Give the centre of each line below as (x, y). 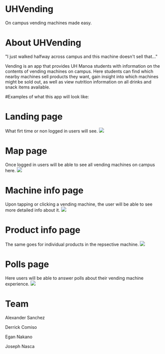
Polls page (27, 264)
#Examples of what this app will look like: (47, 96)
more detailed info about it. (33, 210)
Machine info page (44, 190)
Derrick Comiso (21, 327)
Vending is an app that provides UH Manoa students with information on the (82, 66)
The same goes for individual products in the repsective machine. (72, 244)
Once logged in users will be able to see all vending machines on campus (80, 165)
